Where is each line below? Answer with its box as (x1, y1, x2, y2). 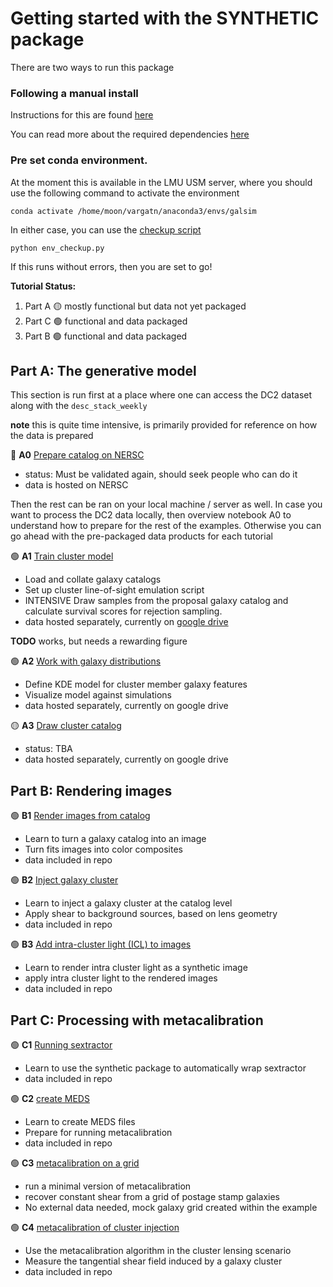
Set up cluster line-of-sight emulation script (24, 584, 205, 596)
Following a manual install (10, 86, 139, 100)
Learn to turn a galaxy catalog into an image (24, 833, 207, 845)
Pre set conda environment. (10, 153, 148, 167)
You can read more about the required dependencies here (10, 128, 250, 141)
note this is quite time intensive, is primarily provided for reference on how (10, 419, 318, 431)
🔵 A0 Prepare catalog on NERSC (10, 449, 145, 461)
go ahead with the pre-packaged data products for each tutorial (10, 530, 273, 542)
